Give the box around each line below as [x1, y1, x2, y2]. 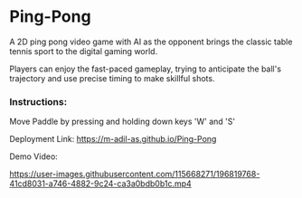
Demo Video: [9, 151, 59, 162]
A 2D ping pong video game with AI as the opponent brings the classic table [9, 36, 293, 47]
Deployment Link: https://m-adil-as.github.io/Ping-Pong [9, 134, 217, 145]
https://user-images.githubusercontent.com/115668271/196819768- [9, 169, 260, 180]
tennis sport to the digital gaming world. [9, 45, 158, 56]
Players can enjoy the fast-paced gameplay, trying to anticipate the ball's [9, 63, 282, 74]
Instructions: [9, 95, 68, 108]
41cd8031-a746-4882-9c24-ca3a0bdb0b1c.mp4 [9, 178, 192, 189]
